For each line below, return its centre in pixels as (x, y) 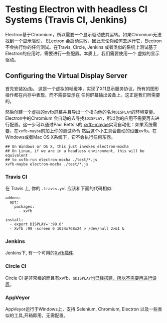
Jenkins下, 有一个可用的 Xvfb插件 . (40, 253)
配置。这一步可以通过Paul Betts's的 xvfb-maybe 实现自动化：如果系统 (81, 124)
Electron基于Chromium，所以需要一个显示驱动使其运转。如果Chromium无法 (83, 34)
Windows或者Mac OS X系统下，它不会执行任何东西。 (60, 137)
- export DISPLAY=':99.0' (37, 224)
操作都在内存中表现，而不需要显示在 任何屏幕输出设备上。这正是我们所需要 (83, 95)
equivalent (17, 155)
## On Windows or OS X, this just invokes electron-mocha (67, 146)
